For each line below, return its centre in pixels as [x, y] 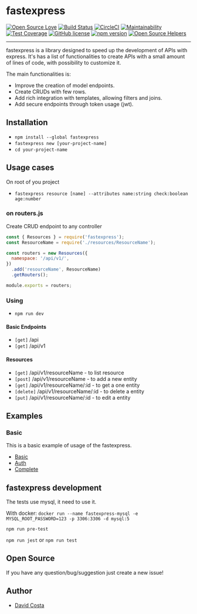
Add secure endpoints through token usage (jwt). [74, 104]
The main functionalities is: [39, 74]
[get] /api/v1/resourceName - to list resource [69, 372]
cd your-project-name [41, 150]
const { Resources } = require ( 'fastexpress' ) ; [65, 237]
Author [19, 591]
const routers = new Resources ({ [47, 253]
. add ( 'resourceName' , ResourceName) [56, 269]
